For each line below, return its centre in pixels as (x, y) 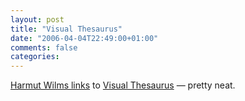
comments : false (44, 47)
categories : (35, 57)
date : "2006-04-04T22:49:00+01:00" (84, 38)
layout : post (37, 19)
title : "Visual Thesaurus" (66, 29)
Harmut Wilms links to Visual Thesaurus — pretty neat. (123, 85)
